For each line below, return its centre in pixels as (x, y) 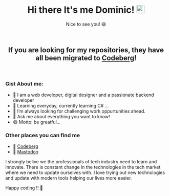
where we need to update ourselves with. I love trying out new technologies (85, 172)
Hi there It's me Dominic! (81, 10)
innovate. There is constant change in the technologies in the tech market (83, 167)
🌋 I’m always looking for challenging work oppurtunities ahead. (79, 111)
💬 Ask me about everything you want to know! (61, 117)
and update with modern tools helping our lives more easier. (69, 178)
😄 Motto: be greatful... (37, 122)
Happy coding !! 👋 (24, 188)
